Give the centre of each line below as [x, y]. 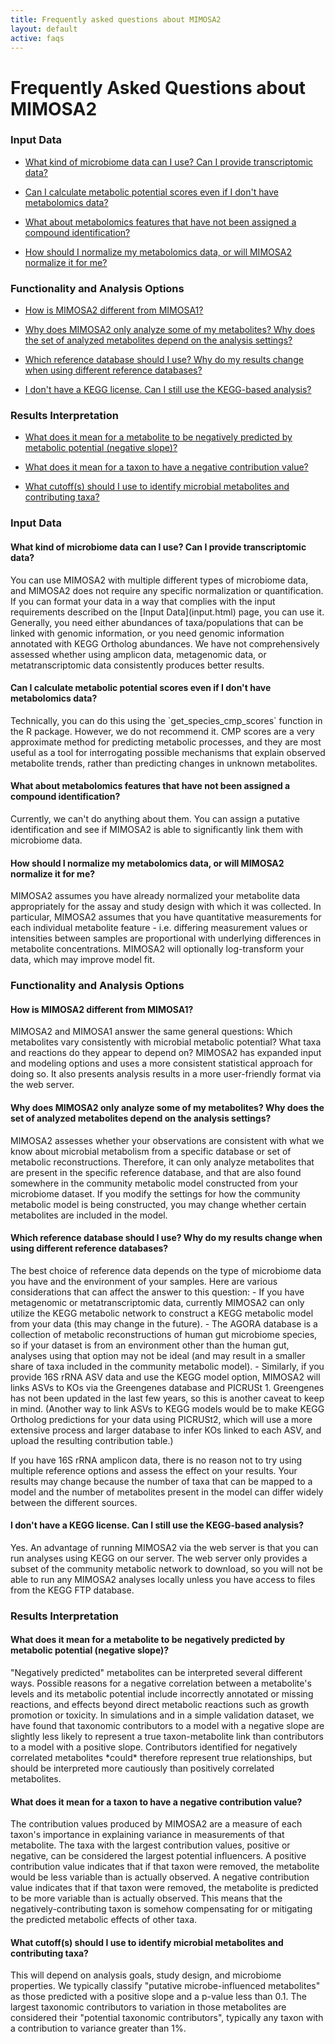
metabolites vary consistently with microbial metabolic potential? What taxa [166, 1042]
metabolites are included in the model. [89, 1215]
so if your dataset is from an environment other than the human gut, [150, 1345]
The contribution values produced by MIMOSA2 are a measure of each [156, 1824]
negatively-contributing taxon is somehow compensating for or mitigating [161, 1909]
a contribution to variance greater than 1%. [98, 2028]
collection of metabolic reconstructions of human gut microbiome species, [164, 1334]
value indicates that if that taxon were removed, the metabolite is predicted [164, 1888]
